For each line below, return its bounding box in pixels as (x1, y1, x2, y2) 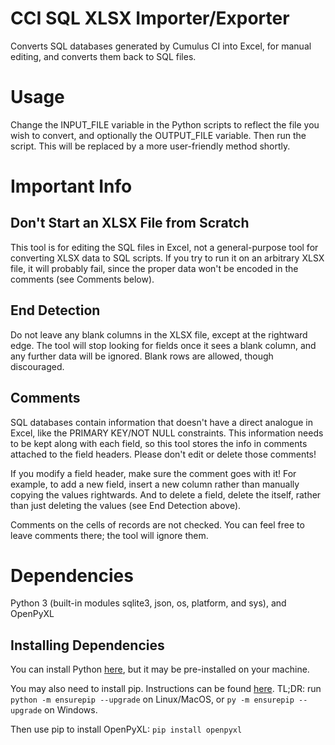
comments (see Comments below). (10, 273, 155, 285)
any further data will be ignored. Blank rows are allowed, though (10, 350, 274, 362)
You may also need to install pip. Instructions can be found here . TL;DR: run (10, 683, 322, 695)
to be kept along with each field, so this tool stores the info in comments (10, 437, 308, 449)
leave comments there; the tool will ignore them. (10, 529, 209, 541)
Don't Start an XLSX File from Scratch (10, 215, 250, 232)
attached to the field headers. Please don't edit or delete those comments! (10, 448, 317, 460)
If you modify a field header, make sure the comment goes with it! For (10, 467, 297, 479)
